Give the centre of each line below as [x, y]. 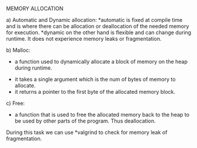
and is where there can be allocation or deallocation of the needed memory [98, 26]
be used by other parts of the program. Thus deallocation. [85, 121]
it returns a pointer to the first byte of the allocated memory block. [95, 92]
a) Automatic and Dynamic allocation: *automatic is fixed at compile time [94, 20]
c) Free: [16, 103]
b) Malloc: [18, 50]
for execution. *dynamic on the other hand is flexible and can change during [99, 32]
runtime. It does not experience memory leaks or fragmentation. [84, 39]
